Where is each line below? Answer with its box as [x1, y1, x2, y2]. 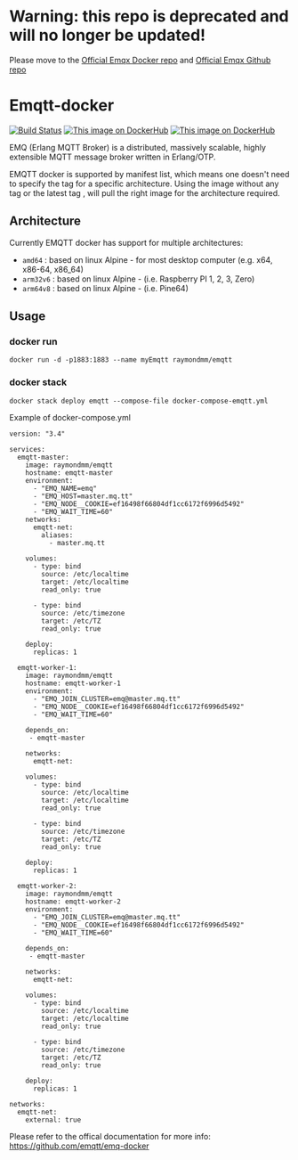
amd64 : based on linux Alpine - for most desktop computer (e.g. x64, [21, 254, 273, 265]
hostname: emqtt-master [25, 468, 114, 478]
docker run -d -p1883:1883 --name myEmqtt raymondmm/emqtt [9, 355, 233, 364]
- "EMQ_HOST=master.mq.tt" [32, 492, 133, 501]
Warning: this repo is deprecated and [9, 6, 289, 27]
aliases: [41, 530, 74, 540]
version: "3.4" [9, 429, 66, 438]
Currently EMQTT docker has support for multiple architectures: [9, 237, 244, 248]
